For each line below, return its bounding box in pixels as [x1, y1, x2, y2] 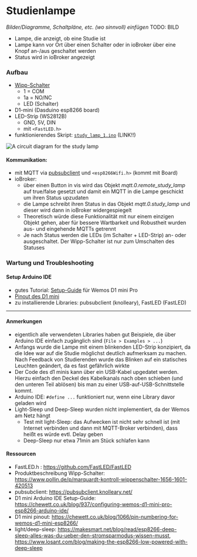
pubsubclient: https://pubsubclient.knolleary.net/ [14, 488, 133, 495]
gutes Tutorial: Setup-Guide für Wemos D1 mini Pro [14, 286, 138, 293]
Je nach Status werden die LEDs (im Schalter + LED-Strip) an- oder [23, 232, 186, 239]
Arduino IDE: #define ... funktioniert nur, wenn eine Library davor [14, 393, 175, 400]
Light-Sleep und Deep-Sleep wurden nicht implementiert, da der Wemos [14, 406, 190, 413]
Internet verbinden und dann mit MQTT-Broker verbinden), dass [23, 424, 178, 431]
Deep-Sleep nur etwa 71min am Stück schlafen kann [23, 437, 150, 444]
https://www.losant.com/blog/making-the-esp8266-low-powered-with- [14, 538, 188, 545]
